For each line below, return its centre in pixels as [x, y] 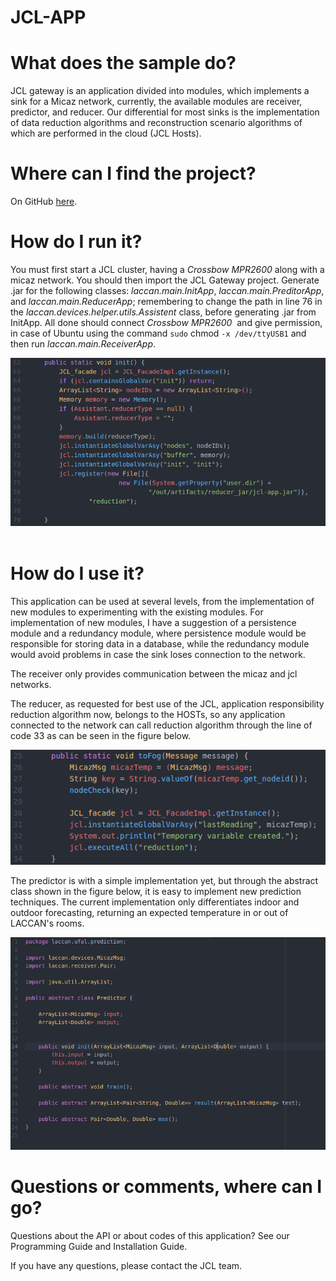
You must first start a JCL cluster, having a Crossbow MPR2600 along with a [167, 269]
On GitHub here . [44, 202]
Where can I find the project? [133, 173]
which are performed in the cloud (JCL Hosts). [106, 133]
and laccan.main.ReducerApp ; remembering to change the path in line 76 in [166, 301]
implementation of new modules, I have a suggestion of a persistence [153, 622]
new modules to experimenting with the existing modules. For [137, 612]
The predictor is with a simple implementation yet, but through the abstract [164, 880]
